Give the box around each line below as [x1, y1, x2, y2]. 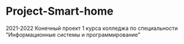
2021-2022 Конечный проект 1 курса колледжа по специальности [6, 24, 178, 32]
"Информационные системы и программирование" [6, 31, 141, 38]
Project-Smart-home [6, 4, 114, 18]
